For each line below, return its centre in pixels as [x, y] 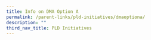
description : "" [26, 22]
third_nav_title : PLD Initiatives [49, 28]
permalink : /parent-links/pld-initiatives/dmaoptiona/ [76, 17]
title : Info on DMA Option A [42, 11]
